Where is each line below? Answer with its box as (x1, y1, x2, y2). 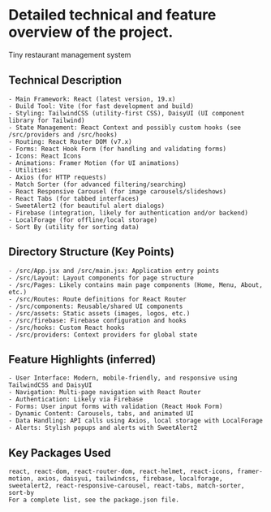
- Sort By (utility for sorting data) (8, 223, 140, 231)
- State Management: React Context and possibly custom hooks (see (8, 124, 242, 132)
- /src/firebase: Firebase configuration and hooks (8, 316, 187, 324)
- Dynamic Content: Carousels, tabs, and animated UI (8, 410, 195, 418)
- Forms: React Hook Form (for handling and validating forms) (8, 145, 227, 153)
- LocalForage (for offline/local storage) (8, 215, 158, 224)
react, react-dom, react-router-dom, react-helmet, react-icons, (8, 467, 234, 476)
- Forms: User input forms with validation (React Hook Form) (8, 402, 223, 411)
